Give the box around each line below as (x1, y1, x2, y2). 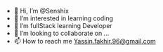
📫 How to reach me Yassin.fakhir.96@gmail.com (13, 37, 156, 45)
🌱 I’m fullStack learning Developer (13, 22, 112, 30)
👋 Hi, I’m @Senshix (13, 7, 69, 15)
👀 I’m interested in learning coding (13, 14, 114, 22)
